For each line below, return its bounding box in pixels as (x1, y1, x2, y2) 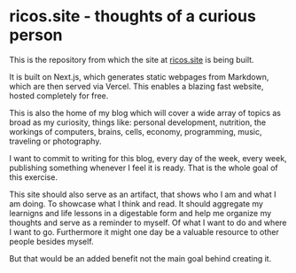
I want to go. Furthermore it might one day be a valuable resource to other (9, 226, 279, 237)
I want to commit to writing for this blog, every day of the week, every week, (9, 152, 287, 163)
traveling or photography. (9, 136, 102, 146)
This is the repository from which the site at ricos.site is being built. (9, 54, 254, 65)
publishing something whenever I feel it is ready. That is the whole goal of (9, 162, 279, 173)
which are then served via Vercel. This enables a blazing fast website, (9, 81, 264, 91)
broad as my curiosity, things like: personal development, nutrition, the (9, 117, 267, 128)
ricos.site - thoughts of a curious (9, 6, 257, 27)
